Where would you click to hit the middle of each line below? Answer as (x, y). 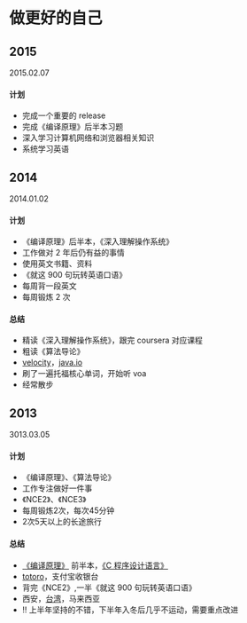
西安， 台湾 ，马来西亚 (61, 598)
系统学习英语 (45, 149)
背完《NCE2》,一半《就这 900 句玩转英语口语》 (109, 588)
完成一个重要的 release (64, 115)
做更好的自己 (56, 18)
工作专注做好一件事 (57, 488)
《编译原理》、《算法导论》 (69, 477)
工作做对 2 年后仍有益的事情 (73, 253)
